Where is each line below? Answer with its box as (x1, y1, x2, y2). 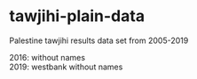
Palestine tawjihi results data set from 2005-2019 (9, 35, 189, 46)
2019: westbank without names (9, 61, 123, 72)
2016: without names (9, 52, 86, 62)
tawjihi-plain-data (9, 6, 145, 26)
